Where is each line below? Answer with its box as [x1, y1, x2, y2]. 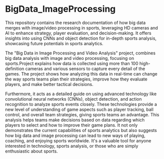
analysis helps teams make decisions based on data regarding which [5, 117, 145, 123]
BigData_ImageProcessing [5, 3, 116, 15]
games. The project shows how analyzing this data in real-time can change [5, 71, 158, 77]
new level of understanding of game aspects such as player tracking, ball [5, 106, 154, 112]
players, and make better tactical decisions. [5, 81, 94, 87]
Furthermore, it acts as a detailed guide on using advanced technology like [5, 91, 157, 97]
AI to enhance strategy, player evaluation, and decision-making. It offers [5, 30, 152, 36]
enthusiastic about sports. [5, 148, 58, 154]
